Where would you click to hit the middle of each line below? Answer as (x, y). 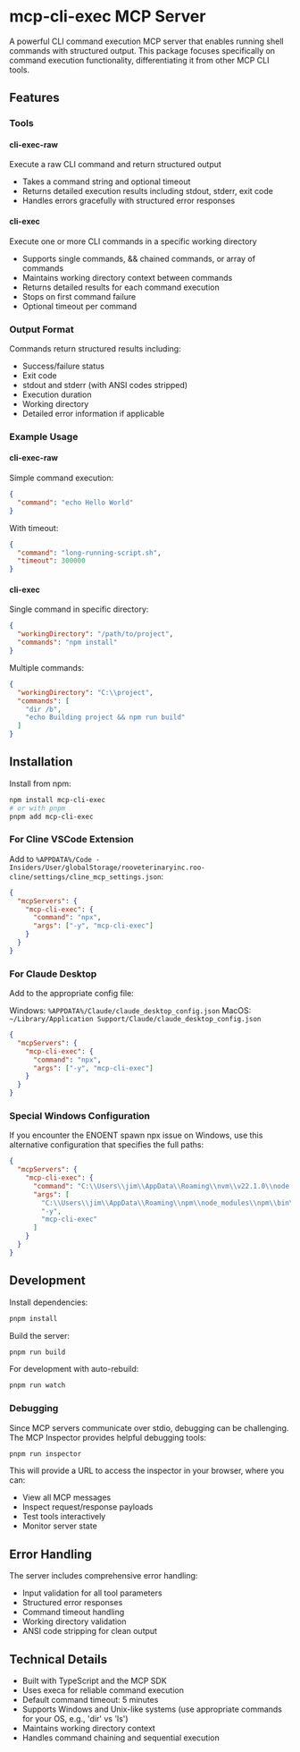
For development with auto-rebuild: (74, 1369)
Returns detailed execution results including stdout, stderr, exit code (148, 191)
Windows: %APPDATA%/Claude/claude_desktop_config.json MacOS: (130, 1011)
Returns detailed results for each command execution (121, 287)
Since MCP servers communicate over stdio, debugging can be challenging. (149, 1427)
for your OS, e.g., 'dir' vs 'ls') (75, 1719)
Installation (41, 762)
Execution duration (57, 394)
